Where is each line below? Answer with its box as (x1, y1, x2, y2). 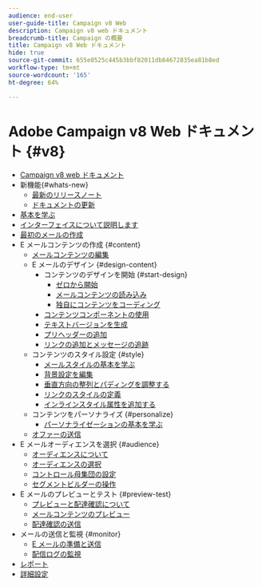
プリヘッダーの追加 (43, 330, 108, 339)
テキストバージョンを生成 (43, 320, 128, 330)
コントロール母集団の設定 (31, 469, 117, 479)
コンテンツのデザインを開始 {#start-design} (43, 270, 188, 279)
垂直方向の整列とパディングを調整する (43, 380, 170, 390)
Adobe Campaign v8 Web (8, 122, 181, 141)
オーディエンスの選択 (31, 460, 102, 469)
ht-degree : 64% (8, 78, 59, 86)
